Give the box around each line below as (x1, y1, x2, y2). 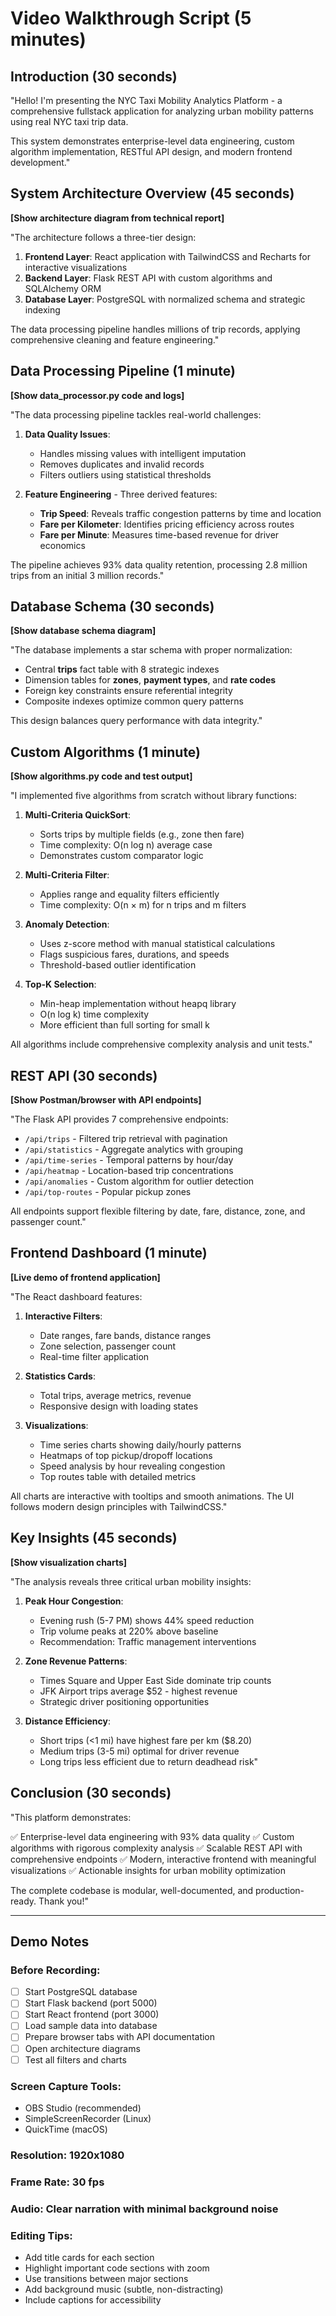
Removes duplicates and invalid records (39, 458, 205, 470)
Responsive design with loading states (39, 1400, 199, 1412)
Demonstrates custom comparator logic (39, 850, 204, 862)
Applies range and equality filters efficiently (39, 888, 220, 901)
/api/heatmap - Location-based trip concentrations (24, 1165, 234, 1177)
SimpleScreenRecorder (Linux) (24, 2112, 152, 2124)
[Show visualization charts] (10, 1556, 128, 1568)
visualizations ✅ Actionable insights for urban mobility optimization (10, 1864, 287, 1876)
